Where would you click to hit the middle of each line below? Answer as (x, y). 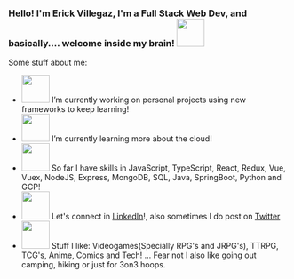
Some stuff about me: (48, 63)
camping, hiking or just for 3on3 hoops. (93, 265)
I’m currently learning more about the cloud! (131, 139)
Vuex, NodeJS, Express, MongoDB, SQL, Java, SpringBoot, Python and (151, 178)
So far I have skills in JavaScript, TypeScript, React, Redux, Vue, (168, 168)
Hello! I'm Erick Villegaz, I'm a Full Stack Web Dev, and (128, 13)
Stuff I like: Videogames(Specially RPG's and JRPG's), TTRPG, (165, 246)
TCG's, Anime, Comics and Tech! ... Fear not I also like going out (139, 255)
